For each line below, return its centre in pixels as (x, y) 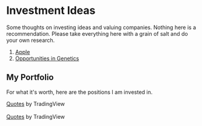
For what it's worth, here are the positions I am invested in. (79, 92)
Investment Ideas (51, 11)
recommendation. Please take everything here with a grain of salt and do (97, 33)
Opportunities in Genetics (47, 58)
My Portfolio (30, 77)
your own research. (31, 40)
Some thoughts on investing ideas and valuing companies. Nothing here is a (101, 27)
